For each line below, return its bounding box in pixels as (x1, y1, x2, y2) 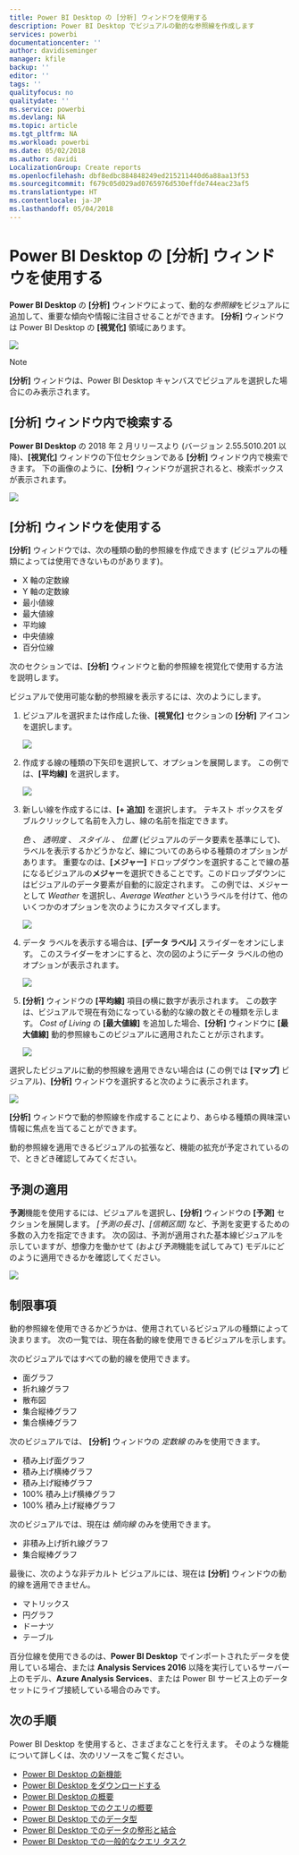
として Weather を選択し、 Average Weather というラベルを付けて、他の (21, 890, 288, 901)
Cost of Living (39, 1017, 91, 1029)
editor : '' (9, 72, 50, 81)
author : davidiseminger (9, 47, 98, 55)
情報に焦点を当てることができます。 (9, 1123, 142, 1134)
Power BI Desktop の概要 (21, 1791, 114, 1801)
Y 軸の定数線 (21, 586, 70, 597)
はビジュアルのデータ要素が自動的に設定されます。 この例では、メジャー (21, 879, 289, 890)
